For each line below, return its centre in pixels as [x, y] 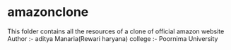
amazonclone [48, 12]
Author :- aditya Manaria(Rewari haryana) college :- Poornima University [113, 38]
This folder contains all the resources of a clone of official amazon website [116, 31]
